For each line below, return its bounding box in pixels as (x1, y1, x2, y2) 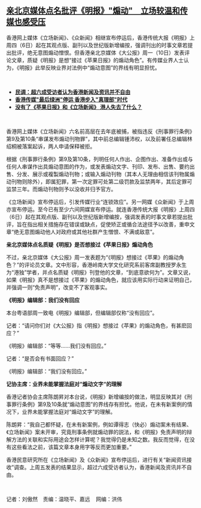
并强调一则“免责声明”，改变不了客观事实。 (6, 284, 111, 291)
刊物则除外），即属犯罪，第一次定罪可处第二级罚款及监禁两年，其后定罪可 (11, 178, 193, 185)
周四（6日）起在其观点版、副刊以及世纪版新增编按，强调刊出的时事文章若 (6, 41, 188, 49)
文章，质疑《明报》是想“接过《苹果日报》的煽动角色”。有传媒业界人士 (11, 56, 184, 64)
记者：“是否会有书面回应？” (6, 354, 74, 362)
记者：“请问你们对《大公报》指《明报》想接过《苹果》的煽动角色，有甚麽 (6, 321, 187, 329)
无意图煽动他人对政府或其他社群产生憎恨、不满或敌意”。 (19, 228, 158, 235)
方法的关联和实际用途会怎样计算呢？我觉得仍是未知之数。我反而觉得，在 (11, 435, 190, 443)
